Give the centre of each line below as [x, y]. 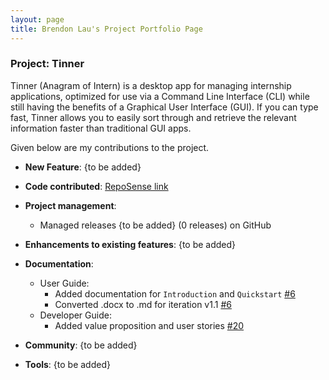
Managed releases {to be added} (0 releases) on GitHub [155, 225]
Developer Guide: [75, 315]
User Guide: [64, 283]
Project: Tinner [47, 64]
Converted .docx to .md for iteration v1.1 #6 [143, 304]
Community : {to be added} [81, 345]
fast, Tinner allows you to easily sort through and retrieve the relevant [153, 117]
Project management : [70, 205]
